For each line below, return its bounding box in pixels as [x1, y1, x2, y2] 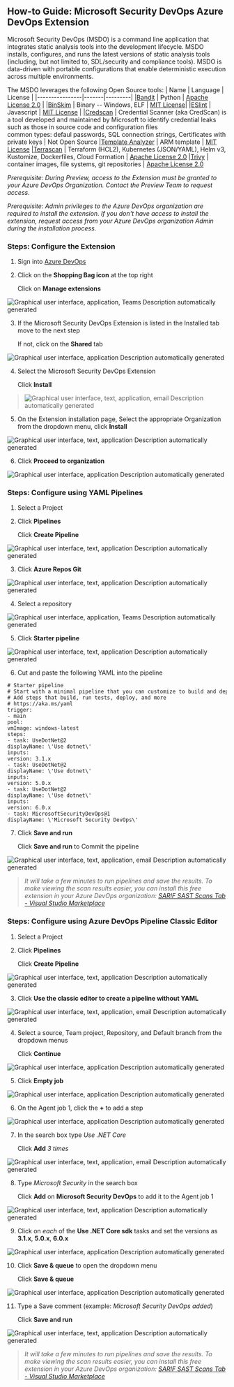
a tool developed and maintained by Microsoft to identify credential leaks [7, 115, 217, 124]
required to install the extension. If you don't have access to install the [7, 209, 209, 217]
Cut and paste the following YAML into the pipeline [17, 668, 163, 677]
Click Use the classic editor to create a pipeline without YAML [17, 994, 199, 1002]
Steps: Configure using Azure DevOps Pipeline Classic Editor [7, 916, 218, 926]
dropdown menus [17, 1036, 68, 1044]
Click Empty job [17, 1076, 64, 1085]
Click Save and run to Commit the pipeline [17, 842, 139, 851]
